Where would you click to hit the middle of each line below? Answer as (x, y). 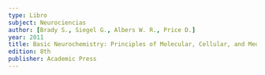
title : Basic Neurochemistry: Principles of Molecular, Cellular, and (127, 45)
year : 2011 (26, 37)
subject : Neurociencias (47, 23)
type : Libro (28, 15)
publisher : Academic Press (52, 59)
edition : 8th (30, 52)
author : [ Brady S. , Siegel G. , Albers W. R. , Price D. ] (102, 30)
